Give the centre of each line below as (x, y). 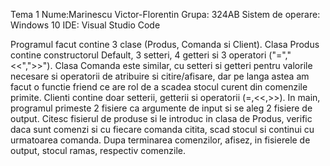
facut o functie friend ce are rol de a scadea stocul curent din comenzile (159, 87)
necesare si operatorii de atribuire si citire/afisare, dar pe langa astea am (160, 76)
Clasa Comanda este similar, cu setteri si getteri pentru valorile (183, 65)
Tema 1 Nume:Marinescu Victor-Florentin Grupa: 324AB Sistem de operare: (165, 14)
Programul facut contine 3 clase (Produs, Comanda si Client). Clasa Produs (165, 44)
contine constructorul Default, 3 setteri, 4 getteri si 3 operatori (138, 55)
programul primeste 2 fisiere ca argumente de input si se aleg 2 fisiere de (161, 108)
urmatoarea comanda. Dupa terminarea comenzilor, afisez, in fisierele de (160, 140)
